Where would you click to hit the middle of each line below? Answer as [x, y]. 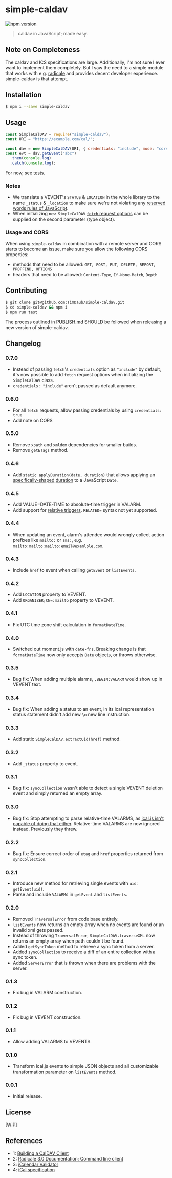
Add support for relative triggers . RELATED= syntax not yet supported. [85, 510]
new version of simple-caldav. [37, 327]
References [24, 1141]
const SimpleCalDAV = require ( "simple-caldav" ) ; [58, 135]
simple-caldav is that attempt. [37, 79]
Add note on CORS [33, 420]
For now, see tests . [25, 173]
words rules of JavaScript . [40, 208]
